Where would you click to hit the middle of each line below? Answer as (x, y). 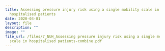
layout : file (18, 23)
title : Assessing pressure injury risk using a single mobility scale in (82, 9)
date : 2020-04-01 (23, 18)
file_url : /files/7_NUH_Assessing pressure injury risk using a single (80, 37)
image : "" (15, 32)
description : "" (22, 28)
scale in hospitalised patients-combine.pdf (56, 41)
